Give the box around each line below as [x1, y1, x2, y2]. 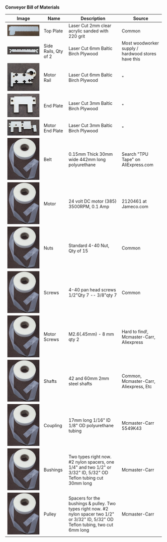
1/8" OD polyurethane [68, 423, 114, 429]
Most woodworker [121, 40, 159, 46]
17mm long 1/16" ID [68, 417, 111, 423]
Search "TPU [121, 151, 149, 157]
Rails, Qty [44, 48, 63, 54]
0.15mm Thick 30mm [68, 151, 113, 157]
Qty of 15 [68, 248, 88, 254]
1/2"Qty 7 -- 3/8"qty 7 [68, 292, 117, 298]
